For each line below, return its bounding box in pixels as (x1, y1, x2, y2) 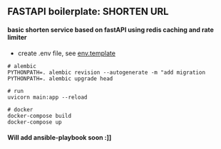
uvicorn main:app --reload (7, 94, 88, 101)
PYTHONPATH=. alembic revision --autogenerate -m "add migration (7, 69, 205, 76)
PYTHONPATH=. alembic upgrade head (7, 74, 113, 82)
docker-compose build (7, 112, 72, 119)
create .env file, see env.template (17, 49, 116, 57)
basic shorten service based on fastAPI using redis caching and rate (7, 25, 214, 34)
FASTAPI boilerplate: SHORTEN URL (7, 6, 169, 18)
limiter (7, 33, 27, 41)
